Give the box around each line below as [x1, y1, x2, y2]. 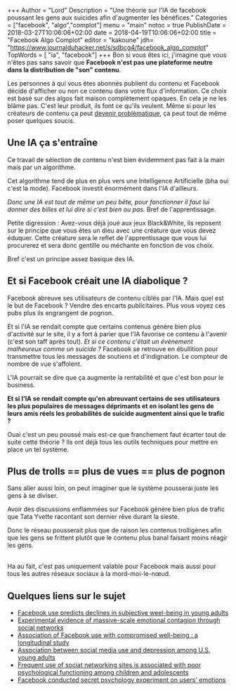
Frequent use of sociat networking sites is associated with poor [17, 661, 202, 669]
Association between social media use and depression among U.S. [17, 646, 211, 654]
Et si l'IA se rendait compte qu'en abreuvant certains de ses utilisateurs [7, 394, 220, 402]
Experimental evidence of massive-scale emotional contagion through [17, 616, 221, 624]
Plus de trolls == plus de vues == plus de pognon [7, 466, 225, 478]
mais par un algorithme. [7, 163, 76, 171]
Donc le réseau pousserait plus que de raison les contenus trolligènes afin [7, 526, 222, 534]
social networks [17, 624, 64, 632]
